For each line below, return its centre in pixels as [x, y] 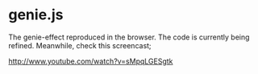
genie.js [36, 15]
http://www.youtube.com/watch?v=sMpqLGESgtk [91, 61]
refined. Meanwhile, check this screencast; [80, 45]
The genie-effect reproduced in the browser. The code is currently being [129, 37]
